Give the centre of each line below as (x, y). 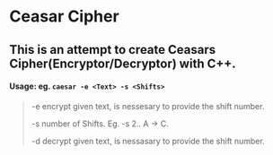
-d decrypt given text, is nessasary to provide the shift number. (148, 141)
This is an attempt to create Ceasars (113, 50)
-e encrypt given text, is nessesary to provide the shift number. (148, 106)
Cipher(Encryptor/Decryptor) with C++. (123, 63)
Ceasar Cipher (64, 17)
